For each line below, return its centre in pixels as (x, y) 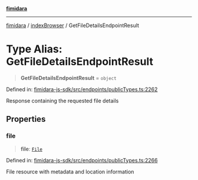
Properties (26, 119)
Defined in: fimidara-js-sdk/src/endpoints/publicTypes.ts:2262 (82, 89)
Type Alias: (34, 49)
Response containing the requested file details (62, 101)
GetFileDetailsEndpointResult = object (68, 78)
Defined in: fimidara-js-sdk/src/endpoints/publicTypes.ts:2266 (82, 160)
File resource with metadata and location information (70, 171)
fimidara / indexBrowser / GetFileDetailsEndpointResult (73, 25)
